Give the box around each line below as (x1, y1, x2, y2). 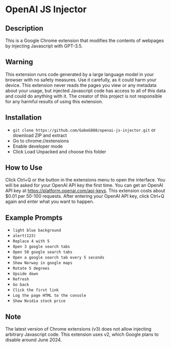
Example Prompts (5, 213, 63, 222)
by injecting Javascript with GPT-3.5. (5, 43, 83, 49)
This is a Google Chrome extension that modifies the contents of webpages (5, 37, 164, 43)
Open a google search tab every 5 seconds (12, 255, 105, 260)
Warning (5, 58, 33, 66)
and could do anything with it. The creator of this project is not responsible (5, 93, 162, 99)
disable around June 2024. (5, 337, 62, 343)
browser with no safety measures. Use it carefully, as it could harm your (5, 77, 157, 83)
